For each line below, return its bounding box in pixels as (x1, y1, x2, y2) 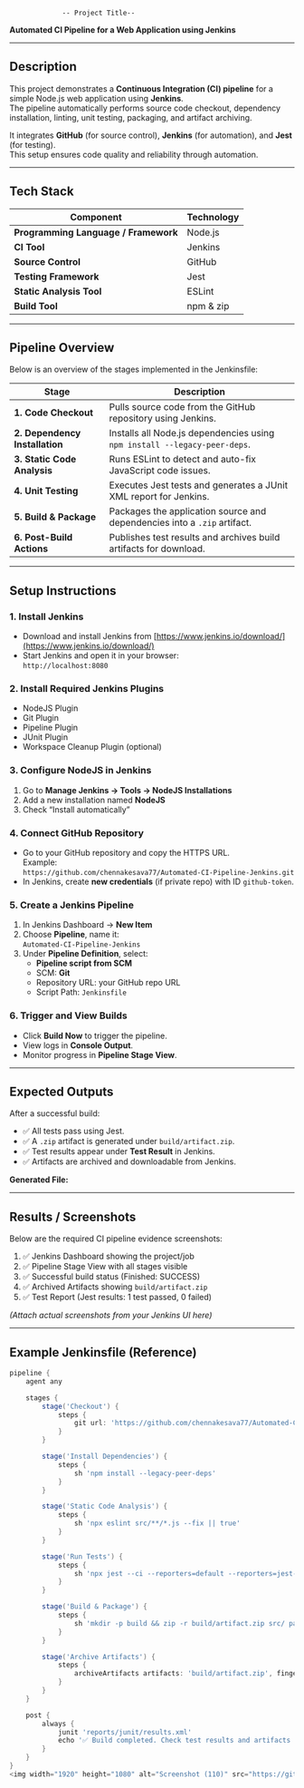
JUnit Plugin (22, 732, 69, 743)
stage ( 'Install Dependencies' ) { (42, 1452, 168, 1462)
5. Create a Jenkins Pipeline (9, 899, 134, 911)
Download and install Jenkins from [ (22, 631, 157, 642)
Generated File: (9, 1174, 69, 1185)
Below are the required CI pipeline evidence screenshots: (9, 1233, 223, 1244)
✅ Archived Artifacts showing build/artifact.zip (22, 1281, 208, 1292)
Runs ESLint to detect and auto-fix (109, 453, 256, 466)
